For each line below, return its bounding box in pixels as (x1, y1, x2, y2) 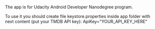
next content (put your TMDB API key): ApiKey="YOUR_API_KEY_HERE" (5, 19, 148, 24)
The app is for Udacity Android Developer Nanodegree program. (5, 4, 133, 10)
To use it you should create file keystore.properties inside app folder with (5, 14, 151, 19)
